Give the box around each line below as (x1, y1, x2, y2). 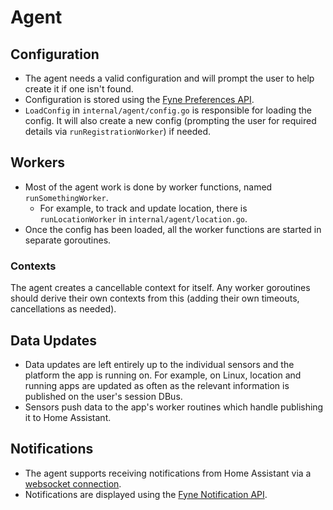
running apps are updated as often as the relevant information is (24, 379, 290, 391)
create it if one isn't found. (24, 83, 134, 95)
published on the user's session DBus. (24, 390, 183, 402)
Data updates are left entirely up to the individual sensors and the (24, 358, 295, 370)
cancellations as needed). (10, 303, 117, 315)
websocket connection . (24, 477, 122, 490)
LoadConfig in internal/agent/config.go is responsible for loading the (24, 104, 313, 116)
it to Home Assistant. (24, 411, 112, 423)
